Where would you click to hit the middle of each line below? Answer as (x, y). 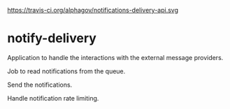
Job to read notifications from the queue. (66, 71)
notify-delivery (52, 38)
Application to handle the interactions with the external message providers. (115, 57)
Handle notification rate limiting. (53, 98)
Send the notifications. (40, 85)
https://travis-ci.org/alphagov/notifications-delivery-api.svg (93, 10)
